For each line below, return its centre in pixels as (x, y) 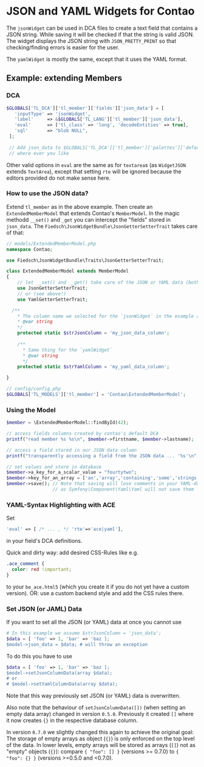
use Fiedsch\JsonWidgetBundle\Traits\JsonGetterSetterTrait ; (85, 260)
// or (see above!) (42, 294)
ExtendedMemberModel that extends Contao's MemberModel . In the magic (93, 213)
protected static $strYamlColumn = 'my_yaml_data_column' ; (93, 367)
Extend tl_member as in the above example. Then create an (80, 206)
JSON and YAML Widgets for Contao (100, 11)
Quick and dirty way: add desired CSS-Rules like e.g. (72, 553)
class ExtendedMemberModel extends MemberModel (68, 271)
